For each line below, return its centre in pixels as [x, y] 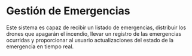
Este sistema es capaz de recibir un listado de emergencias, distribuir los [96, 27]
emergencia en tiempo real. [40, 46]
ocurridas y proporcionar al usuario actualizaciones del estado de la [90, 40]
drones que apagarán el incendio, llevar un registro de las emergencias [94, 33]
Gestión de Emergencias [68, 11]
